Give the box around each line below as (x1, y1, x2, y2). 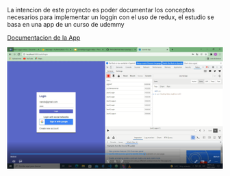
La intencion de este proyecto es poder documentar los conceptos (7, 6, 195, 14)
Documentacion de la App (7, 34, 81, 42)
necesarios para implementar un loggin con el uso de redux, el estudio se (7, 13, 214, 21)
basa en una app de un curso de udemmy (7, 21, 125, 28)
